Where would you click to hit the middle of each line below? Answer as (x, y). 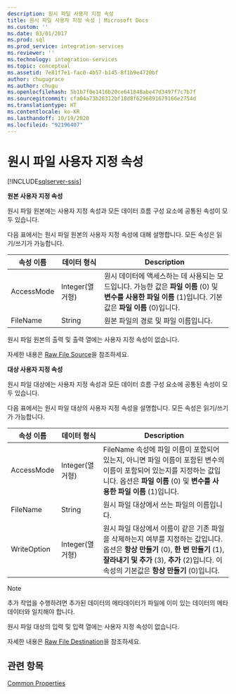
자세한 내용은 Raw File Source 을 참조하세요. (68, 355)
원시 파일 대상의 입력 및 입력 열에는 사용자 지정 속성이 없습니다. (93, 627)
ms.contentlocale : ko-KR (44, 112)
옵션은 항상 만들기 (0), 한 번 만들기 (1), (164, 550)
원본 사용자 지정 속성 (35, 196)
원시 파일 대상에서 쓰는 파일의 (149, 505)
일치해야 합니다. (53, 612)
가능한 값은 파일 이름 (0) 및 (176, 287)
